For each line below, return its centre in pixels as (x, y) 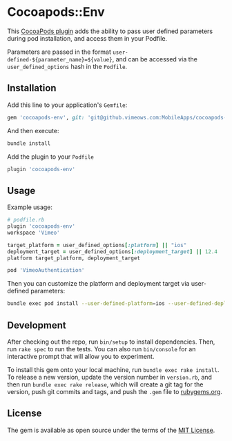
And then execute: (33, 130)
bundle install (29, 143)
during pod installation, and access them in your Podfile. (87, 38)
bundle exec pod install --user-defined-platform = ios (86, 304)
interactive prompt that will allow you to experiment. (81, 356)
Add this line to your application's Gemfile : (67, 105)
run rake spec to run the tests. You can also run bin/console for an (101, 349)
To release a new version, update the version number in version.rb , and (110, 377)
